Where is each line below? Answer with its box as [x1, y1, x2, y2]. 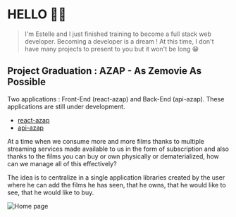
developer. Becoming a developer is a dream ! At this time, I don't [24, 37, 214, 45]
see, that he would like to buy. [7, 188, 94, 197]
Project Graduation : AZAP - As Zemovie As [7, 65, 202, 77]
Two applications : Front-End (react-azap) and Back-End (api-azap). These [7, 94, 225, 103]
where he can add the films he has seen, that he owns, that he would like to [7, 180, 227, 189]
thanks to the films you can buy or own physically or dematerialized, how [7, 151, 220, 161]
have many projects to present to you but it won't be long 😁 [24, 44, 199, 53]
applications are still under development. [7, 102, 125, 111]
